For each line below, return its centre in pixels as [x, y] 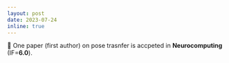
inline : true [26, 26]
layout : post [26, 13]
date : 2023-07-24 [32, 20]
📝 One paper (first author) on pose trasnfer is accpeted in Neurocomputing [115, 46]
